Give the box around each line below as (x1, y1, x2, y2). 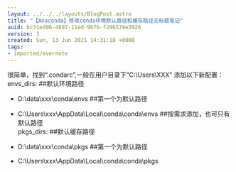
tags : (7, 43, 23, 50)
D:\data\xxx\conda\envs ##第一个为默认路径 (17, 94, 148, 103)
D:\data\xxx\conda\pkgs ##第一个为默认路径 (17, 142, 148, 151)
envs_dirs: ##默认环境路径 (7, 79, 85, 87)
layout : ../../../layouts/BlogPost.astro (7, 10, 132, 18)
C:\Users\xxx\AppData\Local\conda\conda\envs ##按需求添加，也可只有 (17, 109, 230, 118)
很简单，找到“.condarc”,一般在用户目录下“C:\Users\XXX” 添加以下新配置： (7, 70, 224, 79)
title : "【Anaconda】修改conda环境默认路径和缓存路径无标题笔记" (7, 17, 183, 24)
